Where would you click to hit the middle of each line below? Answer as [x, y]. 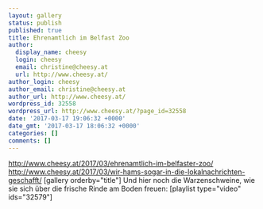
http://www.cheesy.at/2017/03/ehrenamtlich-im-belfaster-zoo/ [111, 163]
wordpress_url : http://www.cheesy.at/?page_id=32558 [97, 112]
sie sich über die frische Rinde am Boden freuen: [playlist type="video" [125, 188]
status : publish [35, 23]
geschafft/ [25, 180]
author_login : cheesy [44, 82]
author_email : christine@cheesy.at [67, 89]
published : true [35, 30]
